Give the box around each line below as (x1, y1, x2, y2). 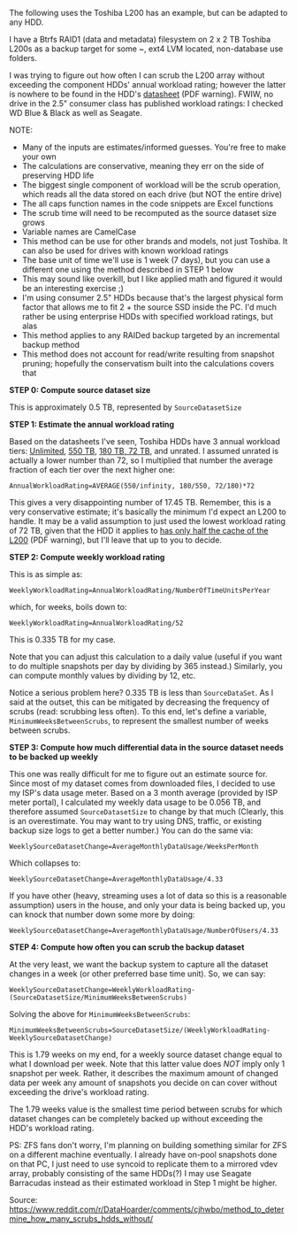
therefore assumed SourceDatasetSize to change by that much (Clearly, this (9, 806, 285, 817)
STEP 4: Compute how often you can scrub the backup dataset (9, 942, 245, 952)
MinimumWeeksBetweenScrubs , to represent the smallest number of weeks (9, 716, 270, 726)
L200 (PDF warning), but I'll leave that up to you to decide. (9, 535, 223, 545)
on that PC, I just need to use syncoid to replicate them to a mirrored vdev (9, 1159, 278, 1169)
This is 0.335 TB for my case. (9, 635, 117, 644)
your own (21, 151, 57, 162)
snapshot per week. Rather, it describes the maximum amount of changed (9, 1068, 278, 1078)
